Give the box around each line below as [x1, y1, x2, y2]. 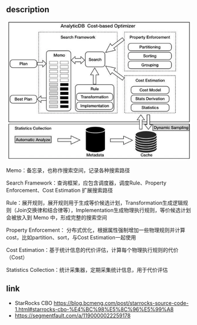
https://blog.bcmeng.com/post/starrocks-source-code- [54, 299, 189, 306]
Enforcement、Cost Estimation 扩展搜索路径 [6, 186, 113, 193]
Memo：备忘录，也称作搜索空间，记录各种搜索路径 [6, 166, 130, 173]
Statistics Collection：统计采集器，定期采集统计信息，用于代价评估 [6, 266, 168, 273]
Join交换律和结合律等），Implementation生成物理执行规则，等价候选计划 [16, 206, 192, 214]
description [6, 5, 50, 15]
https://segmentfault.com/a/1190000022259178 [14, 312, 131, 319]
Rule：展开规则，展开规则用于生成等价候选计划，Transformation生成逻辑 [6, 199, 183, 206]
